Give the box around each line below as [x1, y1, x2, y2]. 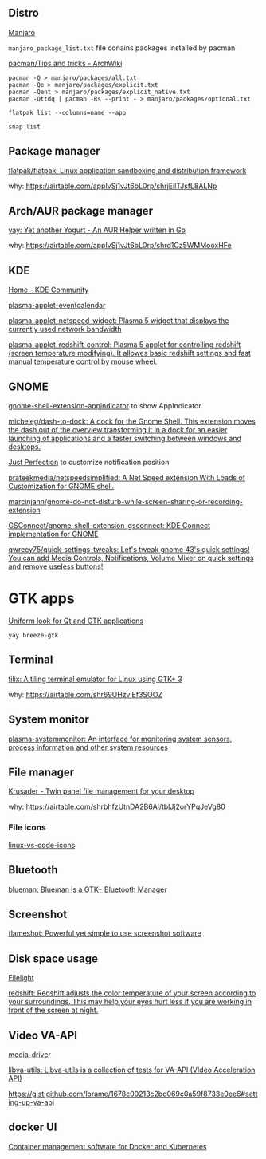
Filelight [8, 973, 34, 983]
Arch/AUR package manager [8, 204, 154, 218]
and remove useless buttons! [8, 562, 104, 571]
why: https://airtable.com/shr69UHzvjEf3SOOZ [8, 689, 163, 699]
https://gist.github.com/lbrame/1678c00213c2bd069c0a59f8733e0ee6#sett [8, 1089, 258, 1098]
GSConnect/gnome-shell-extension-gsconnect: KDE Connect [8, 521, 211, 530]
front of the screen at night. [8, 1005, 99, 1015]
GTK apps [8, 589, 75, 608]
